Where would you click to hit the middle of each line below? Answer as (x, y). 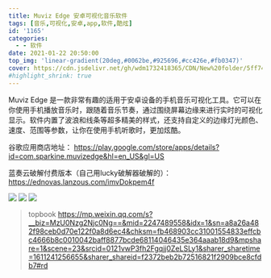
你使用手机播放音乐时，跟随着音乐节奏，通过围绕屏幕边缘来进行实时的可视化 (135, 110)
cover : (19, 68)
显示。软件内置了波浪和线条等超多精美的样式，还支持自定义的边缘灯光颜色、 (135, 120)
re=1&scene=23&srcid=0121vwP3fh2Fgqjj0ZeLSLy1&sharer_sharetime (144, 248)
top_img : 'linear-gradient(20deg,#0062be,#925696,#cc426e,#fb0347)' (126, 61)
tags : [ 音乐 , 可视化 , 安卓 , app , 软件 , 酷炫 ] (71, 23)
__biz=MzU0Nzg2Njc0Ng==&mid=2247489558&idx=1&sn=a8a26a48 (144, 222)
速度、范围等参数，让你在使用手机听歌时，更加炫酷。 (97, 130)
